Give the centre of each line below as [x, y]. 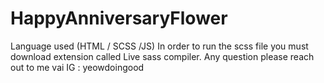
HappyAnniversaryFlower [119, 18]
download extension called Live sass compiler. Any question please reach [162, 56]
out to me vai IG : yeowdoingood [77, 67]
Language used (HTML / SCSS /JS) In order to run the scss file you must [159, 46]
